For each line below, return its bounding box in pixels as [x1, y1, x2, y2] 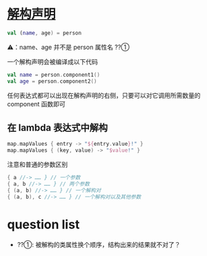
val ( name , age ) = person [7, 29, 81, 37]
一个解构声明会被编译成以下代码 [7, 57, 98, 66]
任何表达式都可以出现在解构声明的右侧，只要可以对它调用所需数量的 [7, 91, 201, 99]
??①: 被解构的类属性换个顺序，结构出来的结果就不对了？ [17, 240, 181, 248]
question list [7, 217, 80, 232]
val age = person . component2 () [7, 77, 97, 85]
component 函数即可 [7, 99, 66, 108]
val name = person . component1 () [7, 71, 100, 78]
